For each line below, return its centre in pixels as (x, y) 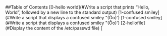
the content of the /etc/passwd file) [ (64, 28)
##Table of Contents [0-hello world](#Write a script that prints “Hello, (77, 7)
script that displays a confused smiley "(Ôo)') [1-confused (86, 18)
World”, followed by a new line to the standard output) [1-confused (74, 12)
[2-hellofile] (133, 23)
